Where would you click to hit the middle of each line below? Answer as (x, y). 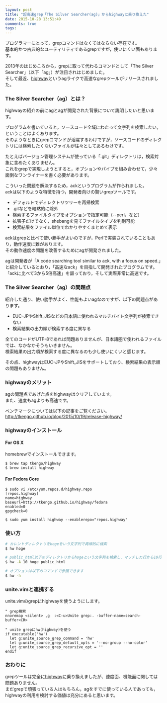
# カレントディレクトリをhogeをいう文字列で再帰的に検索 (56, 544)
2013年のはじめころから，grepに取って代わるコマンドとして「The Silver (79, 66)
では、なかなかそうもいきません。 (40, 345)
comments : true (21, 24)
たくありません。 (40, 163)
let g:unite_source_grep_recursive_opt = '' (56, 647)
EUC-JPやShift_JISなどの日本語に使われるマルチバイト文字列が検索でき (86, 316)
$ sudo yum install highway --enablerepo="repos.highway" (66, 520)
